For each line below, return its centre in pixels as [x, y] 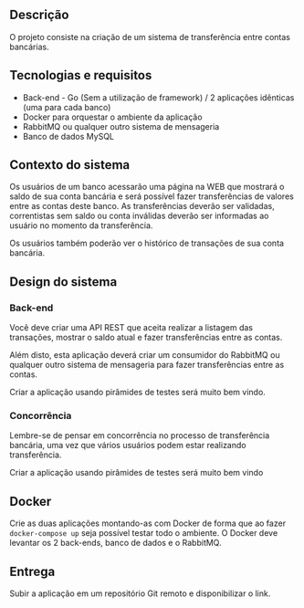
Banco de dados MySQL [68, 136]
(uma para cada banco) [67, 107]
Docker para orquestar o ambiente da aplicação [112, 117]
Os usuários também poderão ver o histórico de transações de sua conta [147, 243]
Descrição [39, 15]
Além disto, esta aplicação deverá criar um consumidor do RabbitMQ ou [145, 355]
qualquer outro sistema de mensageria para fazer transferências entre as [147, 365]
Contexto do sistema [70, 165]
